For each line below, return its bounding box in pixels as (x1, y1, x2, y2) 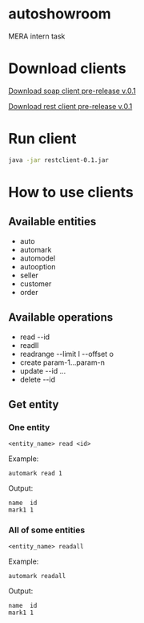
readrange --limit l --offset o (19, 349, 114, 358)
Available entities (8, 215, 97, 229)
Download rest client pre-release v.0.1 (8, 101, 133, 111)
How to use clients (8, 183, 134, 201)
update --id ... (19, 366, 66, 375)
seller (19, 270, 38, 280)
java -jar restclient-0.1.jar (8, 156, 110, 164)
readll (19, 340, 39, 350)
